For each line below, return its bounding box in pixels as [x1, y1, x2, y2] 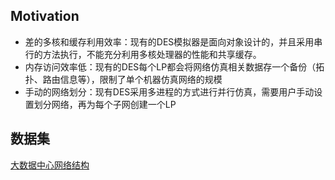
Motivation [10, 8, 80, 25]
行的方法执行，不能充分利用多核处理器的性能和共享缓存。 [24, 48, 262, 60]
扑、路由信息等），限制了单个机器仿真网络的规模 [24, 73, 223, 85]
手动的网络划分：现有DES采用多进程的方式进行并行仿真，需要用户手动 [24, 85, 315, 98]
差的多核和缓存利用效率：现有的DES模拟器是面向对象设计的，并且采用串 [24, 35, 323, 48]
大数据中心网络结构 [10, 159, 90, 171]
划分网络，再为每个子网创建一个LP [33, 98, 177, 110]
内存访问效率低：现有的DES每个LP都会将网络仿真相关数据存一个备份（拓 [24, 60, 325, 73]
